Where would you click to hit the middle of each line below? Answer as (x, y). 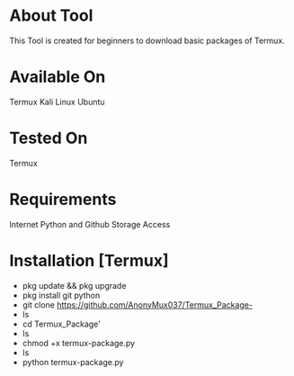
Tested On (49, 138)
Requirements (63, 200)
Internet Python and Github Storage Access (90, 224)
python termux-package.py (73, 362)
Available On (58, 77)
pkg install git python (61, 295)
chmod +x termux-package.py (79, 343)
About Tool (51, 16)
